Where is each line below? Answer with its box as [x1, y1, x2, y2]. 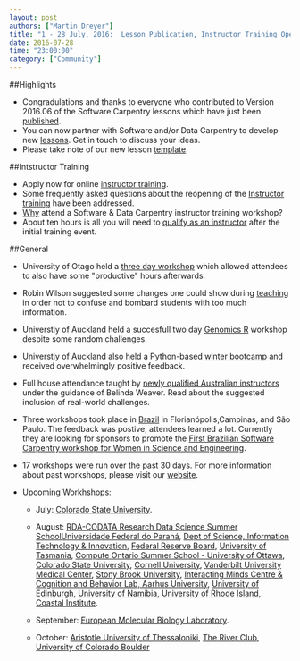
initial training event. [21, 226, 97, 237]
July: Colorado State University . [35, 504, 153, 514]
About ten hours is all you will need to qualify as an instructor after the [21, 216, 280, 227]
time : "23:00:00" [9, 47, 74, 55]
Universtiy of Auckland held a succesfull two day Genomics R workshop [21, 324, 287, 335]
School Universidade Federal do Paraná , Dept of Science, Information [35, 531, 290, 541]
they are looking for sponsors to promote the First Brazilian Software [21, 433, 275, 444]
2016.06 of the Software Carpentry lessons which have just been [21, 106, 262, 116]
